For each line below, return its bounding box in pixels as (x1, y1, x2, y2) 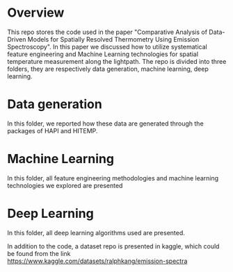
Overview (7, 5, 65, 21)
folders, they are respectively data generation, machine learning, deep (7, 65, 209, 73)
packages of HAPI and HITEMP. (7, 126, 98, 135)
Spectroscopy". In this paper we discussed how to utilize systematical (7, 42, 207, 51)
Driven (7, 35, 26, 43)
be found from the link (7, 249, 71, 257)
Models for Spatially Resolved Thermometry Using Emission (27, 35, 200, 43)
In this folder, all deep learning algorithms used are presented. (7, 228, 186, 237)
